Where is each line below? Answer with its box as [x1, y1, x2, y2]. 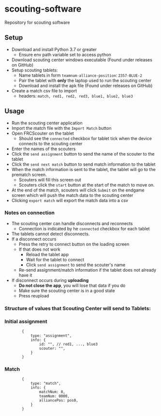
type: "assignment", [30, 333, 72, 338]
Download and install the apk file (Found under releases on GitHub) [18, 83, 153, 88]
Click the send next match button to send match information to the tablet [11, 161, 156, 167]
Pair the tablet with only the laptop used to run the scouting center [18, 77, 152, 83]
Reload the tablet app [26, 251, 69, 257]
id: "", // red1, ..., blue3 [39, 342, 98, 347]
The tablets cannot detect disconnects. [11, 231, 90, 237]
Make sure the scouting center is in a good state [18, 288, 115, 294]
